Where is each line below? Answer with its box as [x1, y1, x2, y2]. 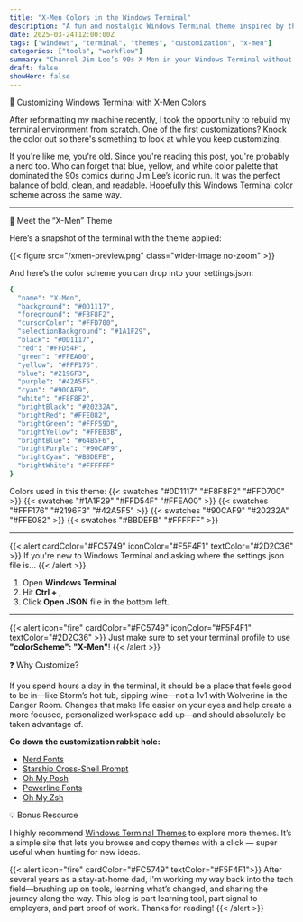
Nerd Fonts [22, 753, 65, 764]
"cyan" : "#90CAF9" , [17, 385, 91, 395]
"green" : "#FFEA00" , [17, 352, 95, 361]
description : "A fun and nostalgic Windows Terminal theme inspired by [9, 22, 284, 31]
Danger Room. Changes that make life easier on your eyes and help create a [9, 699, 293, 710]
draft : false [9, 64, 59, 73]
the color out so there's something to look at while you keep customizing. [9, 133, 282, 144]
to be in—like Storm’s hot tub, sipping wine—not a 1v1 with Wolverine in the [9, 689, 288, 700]
